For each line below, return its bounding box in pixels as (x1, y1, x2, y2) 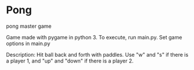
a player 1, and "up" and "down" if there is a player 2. (6, 57, 134, 64)
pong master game (6, 23, 51, 30)
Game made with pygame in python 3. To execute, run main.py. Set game (6, 34, 182, 40)
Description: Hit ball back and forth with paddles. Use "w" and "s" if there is (6, 51, 189, 58)
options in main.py (6, 40, 51, 47)
